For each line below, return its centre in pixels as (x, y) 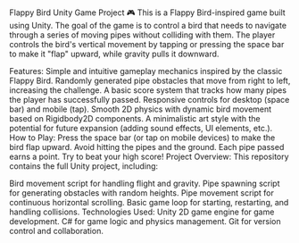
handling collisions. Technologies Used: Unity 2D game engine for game (142, 212)
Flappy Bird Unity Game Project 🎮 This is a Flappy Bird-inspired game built (147, 13)
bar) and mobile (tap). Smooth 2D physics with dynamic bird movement (141, 109)
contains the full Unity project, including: (84, 166)
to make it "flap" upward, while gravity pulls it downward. (114, 54)
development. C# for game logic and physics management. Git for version (145, 221)
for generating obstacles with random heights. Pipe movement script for (141, 193)
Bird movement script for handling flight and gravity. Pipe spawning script (145, 183)
